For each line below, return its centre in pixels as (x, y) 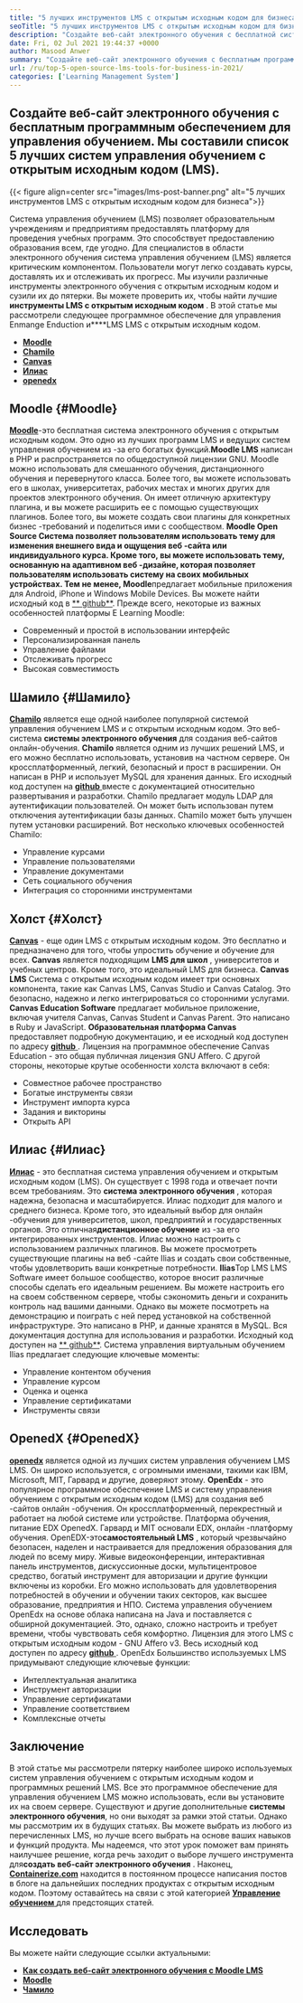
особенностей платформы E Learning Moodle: (97, 613)
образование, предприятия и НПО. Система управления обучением (141, 1604)
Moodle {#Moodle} (64, 408)
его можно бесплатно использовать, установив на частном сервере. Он (150, 758)
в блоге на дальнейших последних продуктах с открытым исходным (142, 1884)
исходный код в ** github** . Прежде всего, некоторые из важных (135, 603)
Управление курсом (61, 1381)
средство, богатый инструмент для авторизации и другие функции (138, 1575)
